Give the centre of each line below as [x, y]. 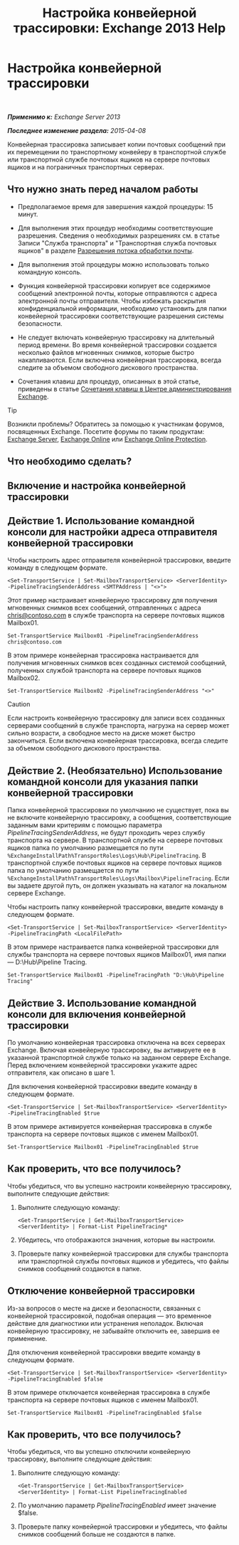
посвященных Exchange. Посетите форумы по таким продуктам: [106, 431]
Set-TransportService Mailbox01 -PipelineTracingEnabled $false [105, 1413]
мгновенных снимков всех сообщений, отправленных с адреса [104, 608]
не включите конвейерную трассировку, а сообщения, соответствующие [119, 818]
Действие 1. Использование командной [101, 521]
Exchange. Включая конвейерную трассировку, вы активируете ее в [112, 1050]
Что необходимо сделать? [70, 461]
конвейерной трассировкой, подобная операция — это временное [110, 1316]
